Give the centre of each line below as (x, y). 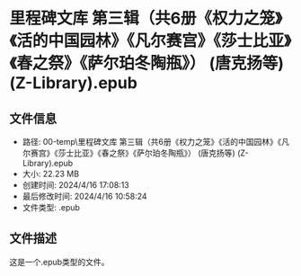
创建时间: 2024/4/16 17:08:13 (75, 185)
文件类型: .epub (51, 207)
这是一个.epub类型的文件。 (59, 262)
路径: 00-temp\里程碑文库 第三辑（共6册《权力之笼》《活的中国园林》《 (152, 142)
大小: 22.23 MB (50, 174)
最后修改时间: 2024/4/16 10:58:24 (84, 196)
